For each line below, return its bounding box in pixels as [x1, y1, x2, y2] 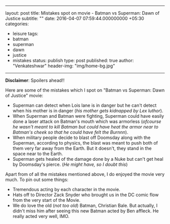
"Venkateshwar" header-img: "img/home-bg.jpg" [12, 63, 115, 69]
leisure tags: [12, 31, 39, 36]
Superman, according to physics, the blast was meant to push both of [12, 140, 158, 146]
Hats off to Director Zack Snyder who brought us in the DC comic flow [12, 192, 159, 198]
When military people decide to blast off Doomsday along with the [12, 135, 151, 141]
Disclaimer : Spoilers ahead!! [5, 77, 65, 83]
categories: [5, 21, 29, 27]
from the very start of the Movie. [12, 197, 81, 203]
